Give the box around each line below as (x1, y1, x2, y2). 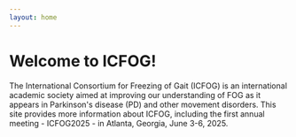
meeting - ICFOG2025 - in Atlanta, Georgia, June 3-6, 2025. (9, 118, 229, 128)
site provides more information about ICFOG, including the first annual (9, 108, 265, 119)
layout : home (9, 12, 58, 22)
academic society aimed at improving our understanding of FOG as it (9, 89, 261, 100)
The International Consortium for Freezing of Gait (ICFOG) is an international (9, 80, 288, 91)
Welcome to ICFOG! (9, 50, 157, 71)
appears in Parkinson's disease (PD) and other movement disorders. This (9, 99, 277, 110)
